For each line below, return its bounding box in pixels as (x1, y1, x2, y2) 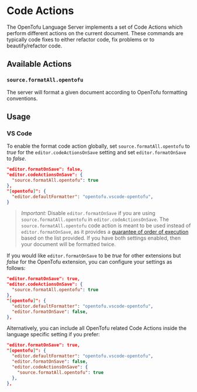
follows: (6, 265, 26, 272)
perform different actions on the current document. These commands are (6, 29, 184, 36)
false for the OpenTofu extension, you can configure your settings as (6, 258, 172, 265)
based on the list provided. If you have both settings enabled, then (20, 234, 181, 241)
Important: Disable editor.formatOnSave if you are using (20, 210, 155, 217)
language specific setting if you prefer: (6, 331, 100, 338)
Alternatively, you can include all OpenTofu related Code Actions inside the (6, 325, 186, 332)
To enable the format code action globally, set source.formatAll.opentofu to (6, 142, 191, 150)
